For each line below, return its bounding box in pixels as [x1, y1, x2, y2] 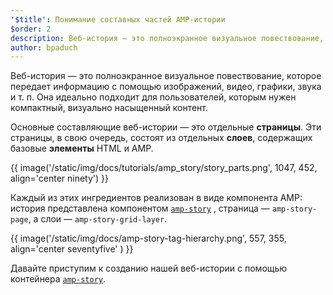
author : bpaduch [10, 42, 78, 53]
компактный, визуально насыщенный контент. [10, 102, 209, 114]
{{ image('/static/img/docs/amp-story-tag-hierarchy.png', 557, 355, [10, 232, 287, 245]
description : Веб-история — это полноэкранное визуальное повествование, [10, 33, 325, 43]
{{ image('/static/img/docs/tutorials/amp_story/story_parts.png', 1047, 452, [10, 162, 318, 174]
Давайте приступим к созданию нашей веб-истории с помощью [10, 262, 288, 275]
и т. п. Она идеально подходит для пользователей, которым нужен [10, 91, 297, 103]
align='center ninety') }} [10, 172, 109, 185]
